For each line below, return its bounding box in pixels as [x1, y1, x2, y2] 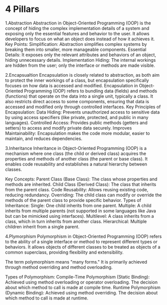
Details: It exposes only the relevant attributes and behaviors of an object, [5, 51, 157, 58]
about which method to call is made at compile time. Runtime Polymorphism [5, 284, 161, 290]
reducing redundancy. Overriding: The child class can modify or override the [5, 192, 162, 198]
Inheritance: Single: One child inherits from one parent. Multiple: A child [5, 202, 152, 208]
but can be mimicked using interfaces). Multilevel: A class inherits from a [5, 213, 154, 219]
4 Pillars [5, 3, 40, 15]
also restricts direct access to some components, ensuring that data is [5, 98, 149, 104]
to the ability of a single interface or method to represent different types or [5, 238, 158, 245]
